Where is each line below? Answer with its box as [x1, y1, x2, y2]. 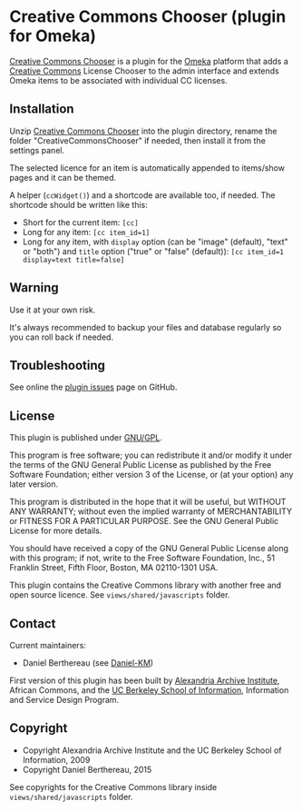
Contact [9, 616, 56, 631]
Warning [9, 280, 59, 296]
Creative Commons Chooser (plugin [9, 6, 287, 27]
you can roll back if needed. [9, 331, 114, 342]
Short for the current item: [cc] [22, 216, 139, 228]
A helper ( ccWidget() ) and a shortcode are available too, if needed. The [9, 189, 276, 201]
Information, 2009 [22, 754, 91, 765]
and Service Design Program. [9, 695, 120, 705]
